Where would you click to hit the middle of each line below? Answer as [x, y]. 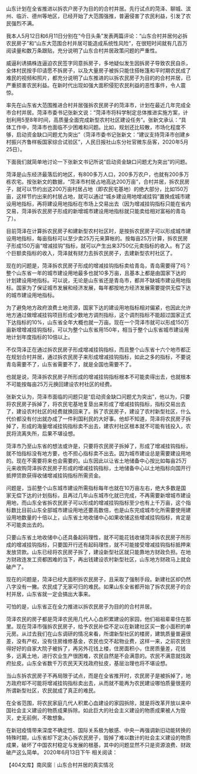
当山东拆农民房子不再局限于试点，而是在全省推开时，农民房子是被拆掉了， [96, 676]
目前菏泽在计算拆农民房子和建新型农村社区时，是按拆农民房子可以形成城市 [96, 231]
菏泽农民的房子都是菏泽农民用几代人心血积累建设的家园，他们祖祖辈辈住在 [96, 619]
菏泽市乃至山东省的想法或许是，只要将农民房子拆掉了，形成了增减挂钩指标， [98, 446]
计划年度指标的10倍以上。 [42, 337]
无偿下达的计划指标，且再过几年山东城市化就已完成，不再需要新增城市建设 [101, 495]
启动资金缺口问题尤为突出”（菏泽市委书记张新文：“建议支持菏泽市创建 [101, 135]
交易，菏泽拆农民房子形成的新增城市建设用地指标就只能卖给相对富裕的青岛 [96, 211]
